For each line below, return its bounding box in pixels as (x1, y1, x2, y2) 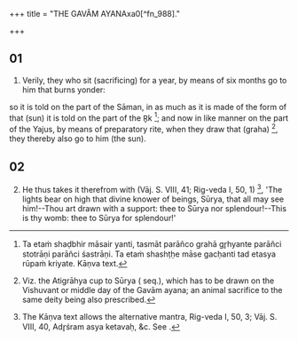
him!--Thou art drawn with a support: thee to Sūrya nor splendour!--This (21, 202, 286, 213)
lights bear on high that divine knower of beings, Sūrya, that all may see (21, 194, 285, 204)
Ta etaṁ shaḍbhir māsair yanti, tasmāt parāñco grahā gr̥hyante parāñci (21, 238, 282, 249)
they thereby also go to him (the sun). (9, 133, 146, 144)
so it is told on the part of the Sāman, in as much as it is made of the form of (9, 101, 286, 112)
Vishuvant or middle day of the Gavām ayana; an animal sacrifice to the (21, 284, 283, 295)
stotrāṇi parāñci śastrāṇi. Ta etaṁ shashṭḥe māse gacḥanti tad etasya (21, 249, 277, 259)
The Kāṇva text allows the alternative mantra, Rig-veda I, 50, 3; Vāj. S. (21, 311, 278, 321)
